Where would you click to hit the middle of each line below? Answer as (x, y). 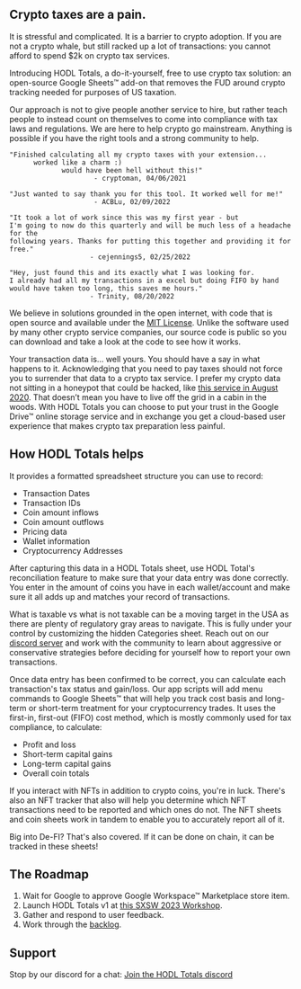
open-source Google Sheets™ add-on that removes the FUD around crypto (147, 82)
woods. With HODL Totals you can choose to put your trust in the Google (144, 406)
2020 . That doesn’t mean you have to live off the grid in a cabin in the (138, 397)
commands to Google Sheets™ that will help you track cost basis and (136, 698)
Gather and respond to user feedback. (93, 915)
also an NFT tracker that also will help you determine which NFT (128, 800)
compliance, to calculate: (56, 726)
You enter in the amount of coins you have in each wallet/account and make (150, 587)
